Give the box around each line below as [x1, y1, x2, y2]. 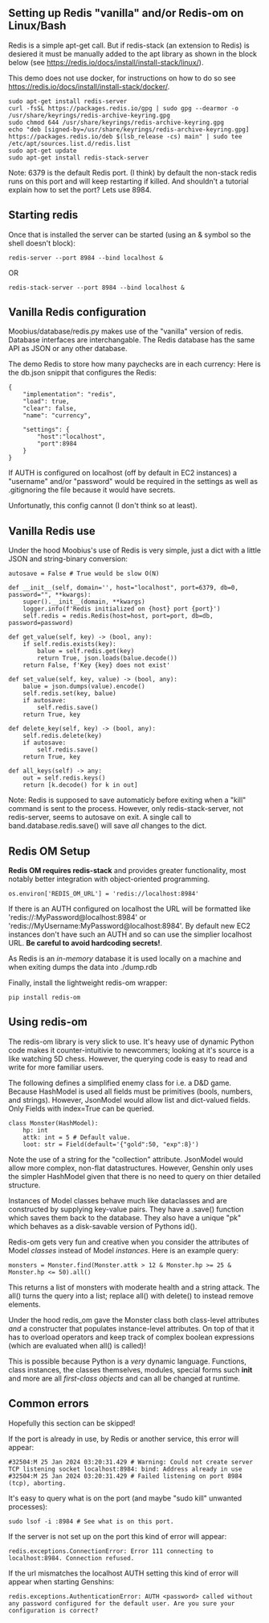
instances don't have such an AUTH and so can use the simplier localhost [8, 929, 252, 939]
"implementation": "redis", [22, 391, 116, 399]
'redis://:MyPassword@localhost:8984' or [8, 913, 147, 922]
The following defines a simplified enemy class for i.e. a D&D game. [8, 1078, 231, 1087]
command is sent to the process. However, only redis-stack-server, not [8, 804, 243, 814]
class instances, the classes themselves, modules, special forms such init [8, 1364, 253, 1374]
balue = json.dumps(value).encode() [22, 682, 146, 691]
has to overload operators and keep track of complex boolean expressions [8, 1332, 255, 1342]
